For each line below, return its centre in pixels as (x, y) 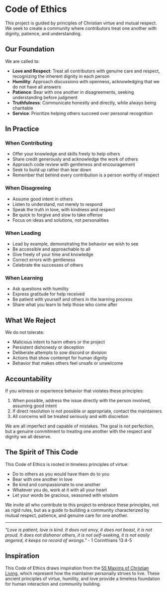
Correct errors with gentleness (44, 260)
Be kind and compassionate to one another (56, 484)
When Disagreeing (28, 188)
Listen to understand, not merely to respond (57, 204)
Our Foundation (30, 49)
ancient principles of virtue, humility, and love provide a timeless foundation (83, 579)
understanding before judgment (45, 97)
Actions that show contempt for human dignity (60, 358)
